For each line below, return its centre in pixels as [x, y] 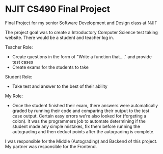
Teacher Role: [19, 47]
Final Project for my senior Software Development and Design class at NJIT [81, 23]
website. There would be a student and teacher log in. [60, 38]
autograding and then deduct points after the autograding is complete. [83, 131]
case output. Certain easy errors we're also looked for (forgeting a [79, 116]
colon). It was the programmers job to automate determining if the [79, 121]
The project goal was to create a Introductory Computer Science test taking [81, 32]
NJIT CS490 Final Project [58, 9]
